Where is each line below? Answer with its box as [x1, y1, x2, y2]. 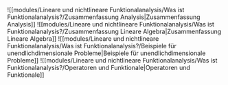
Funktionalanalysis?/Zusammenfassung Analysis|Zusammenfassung [7, 13, 201, 21]
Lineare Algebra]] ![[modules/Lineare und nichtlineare [7, 35, 159, 43]
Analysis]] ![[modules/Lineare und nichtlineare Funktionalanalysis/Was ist [7, 20, 215, 28]
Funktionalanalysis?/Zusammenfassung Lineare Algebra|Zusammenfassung [7, 27, 222, 35]
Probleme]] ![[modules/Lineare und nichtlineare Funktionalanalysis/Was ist [7, 56, 218, 64]
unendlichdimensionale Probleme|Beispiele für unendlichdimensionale [7, 49, 206, 57]
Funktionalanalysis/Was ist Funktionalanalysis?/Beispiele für [7, 42, 177, 50]
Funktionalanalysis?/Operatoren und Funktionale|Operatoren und [7, 64, 191, 71]
